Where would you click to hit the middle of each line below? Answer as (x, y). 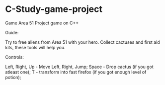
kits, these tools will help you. (35, 47)
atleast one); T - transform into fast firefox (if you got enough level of (76, 72)
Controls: (14, 57)
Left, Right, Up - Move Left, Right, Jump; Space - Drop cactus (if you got (79, 67)
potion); (13, 77)
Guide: (12, 32)
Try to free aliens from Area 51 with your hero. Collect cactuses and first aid (82, 42)
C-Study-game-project (54, 9)
